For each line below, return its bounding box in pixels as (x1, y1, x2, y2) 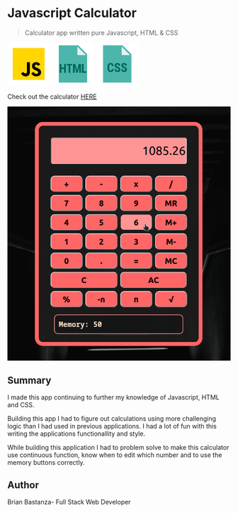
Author (7, 479, 39, 491)
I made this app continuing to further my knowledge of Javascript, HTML (7, 393, 220, 402)
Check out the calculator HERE (7, 92, 97, 101)
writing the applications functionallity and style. (7, 429, 146, 438)
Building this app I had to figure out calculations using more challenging (7, 414, 217, 423)
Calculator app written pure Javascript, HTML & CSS (24, 28, 178, 37)
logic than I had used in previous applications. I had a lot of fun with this (7, 422, 217, 431)
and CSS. (7, 401, 35, 409)
